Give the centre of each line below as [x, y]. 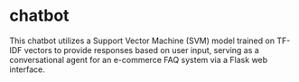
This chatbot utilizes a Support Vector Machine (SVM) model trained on [142, 41]
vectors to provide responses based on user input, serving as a [141, 50]
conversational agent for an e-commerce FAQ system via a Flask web [139, 59]
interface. [27, 69]
